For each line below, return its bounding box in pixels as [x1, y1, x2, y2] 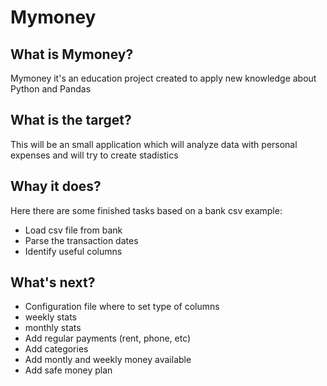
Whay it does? [10, 178, 102, 195]
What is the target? [10, 112, 132, 129]
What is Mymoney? [10, 46, 134, 63]
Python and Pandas [10, 83, 92, 95]
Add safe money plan [24, 364, 113, 376]
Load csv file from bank [24, 224, 123, 236]
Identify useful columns [24, 245, 123, 257]
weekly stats [24, 311, 78, 323]
